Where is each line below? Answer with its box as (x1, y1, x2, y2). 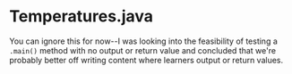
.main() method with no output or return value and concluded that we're (9, 45, 276, 55)
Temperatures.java (9, 6, 154, 27)
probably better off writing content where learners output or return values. (9, 54, 284, 65)
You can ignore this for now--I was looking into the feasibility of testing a (9, 36, 278, 46)
